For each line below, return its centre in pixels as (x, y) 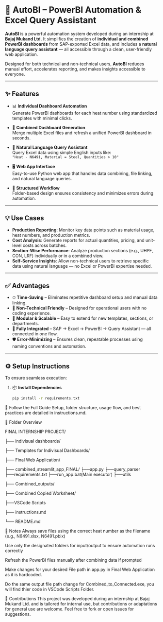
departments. (25, 324)
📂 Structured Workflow (36, 188)
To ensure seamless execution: (36, 378)
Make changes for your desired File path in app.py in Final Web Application (80, 570)
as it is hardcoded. (24, 575)
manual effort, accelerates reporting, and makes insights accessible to (75, 69)
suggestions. (18, 614)
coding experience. (31, 313)
